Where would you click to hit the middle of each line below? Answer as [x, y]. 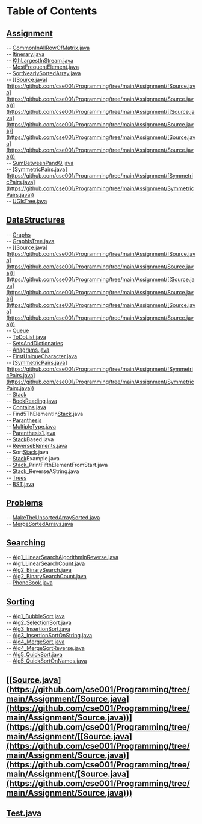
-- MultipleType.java [31, 426]
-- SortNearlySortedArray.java [44, 73]
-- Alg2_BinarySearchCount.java [46, 577]
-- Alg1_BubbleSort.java [35, 616]
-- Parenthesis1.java [31, 433]
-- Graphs [19, 234]
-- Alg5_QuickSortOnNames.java [47, 661]
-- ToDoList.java [26, 337]
